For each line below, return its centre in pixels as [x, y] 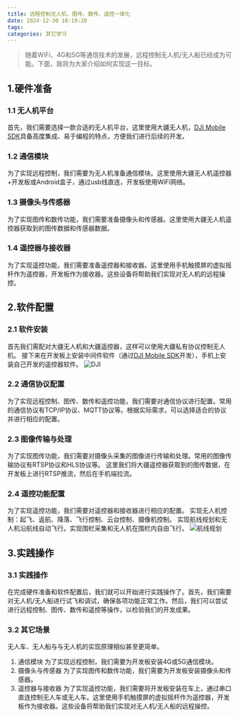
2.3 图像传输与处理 [40, 439]
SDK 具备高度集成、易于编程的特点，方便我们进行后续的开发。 [98, 136]
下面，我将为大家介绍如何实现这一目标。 [97, 64]
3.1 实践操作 [28, 575]
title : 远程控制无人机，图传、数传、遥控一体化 [69, 14]
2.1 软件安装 [28, 329]
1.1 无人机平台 [31, 110]
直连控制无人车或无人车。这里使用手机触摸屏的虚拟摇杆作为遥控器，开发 [123, 697]
